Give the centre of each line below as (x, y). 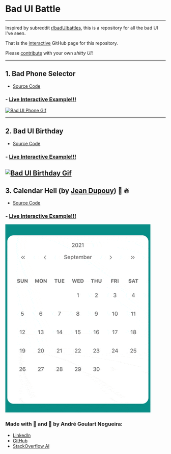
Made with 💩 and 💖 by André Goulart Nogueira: (64, 424)
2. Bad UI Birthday (34, 131)
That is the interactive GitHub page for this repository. (62, 43)
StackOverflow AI (31, 446)
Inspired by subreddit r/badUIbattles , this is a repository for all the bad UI (82, 28)
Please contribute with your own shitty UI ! (49, 53)
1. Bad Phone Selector (40, 74)
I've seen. (16, 33)
